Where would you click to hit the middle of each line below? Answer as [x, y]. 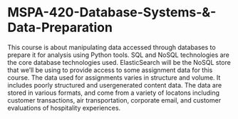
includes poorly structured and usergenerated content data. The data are [115, 85]
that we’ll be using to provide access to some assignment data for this [110, 70]
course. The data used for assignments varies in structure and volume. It [114, 77]
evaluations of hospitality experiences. [64, 108]
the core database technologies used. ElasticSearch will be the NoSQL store [119, 62]
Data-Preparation [60, 27]
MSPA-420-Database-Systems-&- [112, 12]
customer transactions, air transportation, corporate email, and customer [114, 100]
